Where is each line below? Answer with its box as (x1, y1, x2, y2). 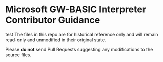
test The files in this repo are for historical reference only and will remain (5, 31, 158, 37)
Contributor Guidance (5, 14, 100, 26)
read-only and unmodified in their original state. (5, 37, 106, 43)
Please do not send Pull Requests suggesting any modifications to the (5, 46, 153, 52)
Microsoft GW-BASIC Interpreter (5, 4, 147, 15)
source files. (5, 52, 32, 58)
